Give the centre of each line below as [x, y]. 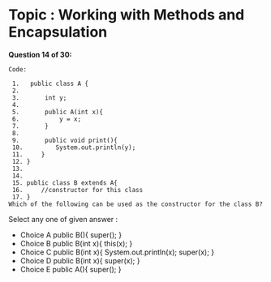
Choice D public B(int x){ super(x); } [80, 260]
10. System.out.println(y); [74, 147]
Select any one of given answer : [63, 219]
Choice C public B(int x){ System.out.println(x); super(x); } [117, 252]
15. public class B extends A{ [65, 183]
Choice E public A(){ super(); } [71, 269]
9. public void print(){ [65, 140]
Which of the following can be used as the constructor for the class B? [136, 204]
